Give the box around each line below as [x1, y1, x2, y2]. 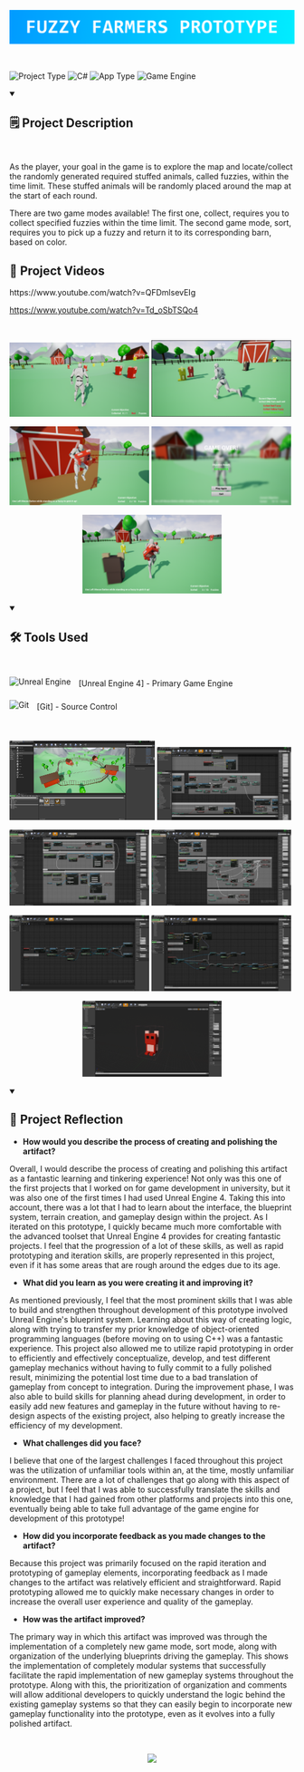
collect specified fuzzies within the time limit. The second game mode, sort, [9, 218, 292, 228]
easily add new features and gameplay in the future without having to [9, 1400, 268, 1411]
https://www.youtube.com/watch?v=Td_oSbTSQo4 [9, 305, 199, 315]
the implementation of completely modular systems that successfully [9, 1660, 267, 1670]
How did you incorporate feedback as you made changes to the [22, 1530, 266, 1541]
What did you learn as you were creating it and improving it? [22, 1277, 253, 1288]
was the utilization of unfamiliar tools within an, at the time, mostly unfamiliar [9, 1465, 295, 1476]
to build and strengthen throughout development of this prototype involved [9, 1304, 288, 1315]
